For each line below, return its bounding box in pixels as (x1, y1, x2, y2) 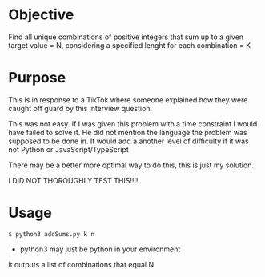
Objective (8, 6, 74, 24)
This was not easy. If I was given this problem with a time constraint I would (8, 118, 258, 129)
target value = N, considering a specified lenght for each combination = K (8, 40, 251, 50)
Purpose (8, 69, 66, 87)
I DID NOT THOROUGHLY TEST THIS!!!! (8, 175, 139, 185)
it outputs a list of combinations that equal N (8, 259, 155, 269)
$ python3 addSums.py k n (8, 230, 94, 238)
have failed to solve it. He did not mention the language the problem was (8, 127, 247, 137)
